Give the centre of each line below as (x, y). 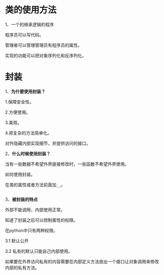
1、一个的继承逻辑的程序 (30, 24)
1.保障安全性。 (20, 102)
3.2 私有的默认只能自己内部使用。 (39, 251)
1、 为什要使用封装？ (25, 91)
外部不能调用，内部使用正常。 (35, 210)
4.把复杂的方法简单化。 (29, 133)
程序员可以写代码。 (24, 35)
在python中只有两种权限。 (31, 230)
